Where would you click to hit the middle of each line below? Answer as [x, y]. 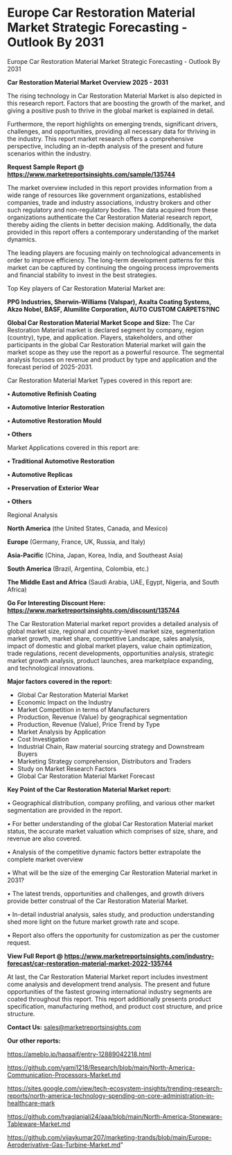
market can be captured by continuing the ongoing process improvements [113, 267]
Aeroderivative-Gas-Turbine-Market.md [64, 1145]
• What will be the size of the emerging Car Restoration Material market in [113, 872]
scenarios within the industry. [49, 153]
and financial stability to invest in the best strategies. [82, 275]
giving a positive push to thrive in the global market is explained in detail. [111, 110]
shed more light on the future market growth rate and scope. [93, 922]
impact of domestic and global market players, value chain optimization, [110, 646]
